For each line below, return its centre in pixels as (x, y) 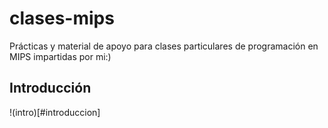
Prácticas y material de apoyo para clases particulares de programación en (164, 46)
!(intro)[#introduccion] (55, 112)
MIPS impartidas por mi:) (60, 56)
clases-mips (62, 18)
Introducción (50, 88)
